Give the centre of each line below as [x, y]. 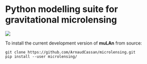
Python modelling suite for [62, 9]
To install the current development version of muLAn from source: [73, 43]
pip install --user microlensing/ [41, 56]
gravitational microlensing [61, 20]
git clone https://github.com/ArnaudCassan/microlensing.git [70, 52]
